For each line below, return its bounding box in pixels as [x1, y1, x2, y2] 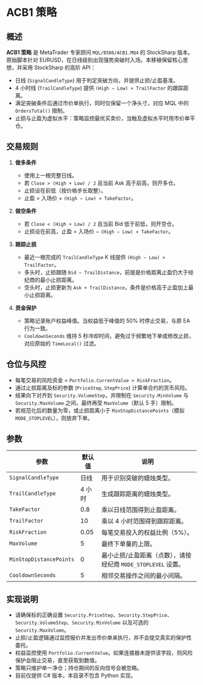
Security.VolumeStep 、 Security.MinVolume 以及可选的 [14, 619, 149, 626]
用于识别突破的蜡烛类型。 [101, 474, 175, 482]
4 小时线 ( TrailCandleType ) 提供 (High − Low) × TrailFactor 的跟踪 [14, 84, 184, 91]
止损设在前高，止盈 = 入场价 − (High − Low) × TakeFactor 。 [24, 228, 174, 235]
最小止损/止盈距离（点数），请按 [101, 551, 192, 560]
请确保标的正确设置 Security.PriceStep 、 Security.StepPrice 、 [14, 611, 173, 618]
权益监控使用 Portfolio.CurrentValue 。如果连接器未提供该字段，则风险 [14, 649, 193, 657]
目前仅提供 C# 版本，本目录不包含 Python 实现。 [14, 672, 137, 679]
